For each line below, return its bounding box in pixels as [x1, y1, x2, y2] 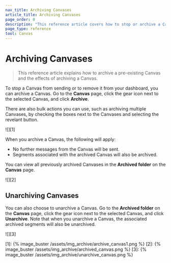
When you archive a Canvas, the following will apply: [5, 136, 116, 142]
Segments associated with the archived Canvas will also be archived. [12, 151, 158, 158]
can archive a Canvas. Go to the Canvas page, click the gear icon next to [5, 90, 159, 97]
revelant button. [5, 116, 39, 123]
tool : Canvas [5, 31, 33, 36]
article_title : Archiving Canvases [5, 12, 81, 17]
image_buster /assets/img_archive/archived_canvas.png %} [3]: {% [5, 246, 147, 252]
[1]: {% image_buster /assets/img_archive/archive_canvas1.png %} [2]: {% [5, 241, 161, 247]
